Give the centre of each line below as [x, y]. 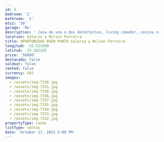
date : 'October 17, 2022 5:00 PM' [40, 132]
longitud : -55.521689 [27, 46]
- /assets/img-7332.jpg [33, 118]
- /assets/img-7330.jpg [33, 91]
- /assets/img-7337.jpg [33, 101]
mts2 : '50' [16, 23]
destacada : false [23, 60]
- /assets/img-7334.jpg [33, 110]
